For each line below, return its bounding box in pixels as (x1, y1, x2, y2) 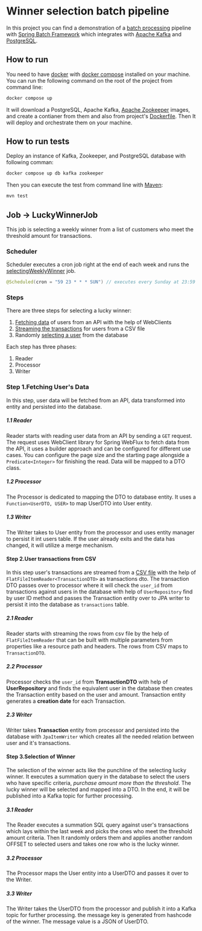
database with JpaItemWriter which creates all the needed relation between (6, 732, 194, 740)
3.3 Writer (6, 889, 33, 897)
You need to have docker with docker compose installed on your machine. (6, 71, 191, 78)
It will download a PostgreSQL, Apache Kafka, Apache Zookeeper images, (6, 106, 191, 113)
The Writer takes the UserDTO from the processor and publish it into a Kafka (6, 904, 196, 912)
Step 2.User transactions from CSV (6, 555, 96, 563)
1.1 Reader (6, 417, 32, 424)
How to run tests (6, 136, 70, 147)
